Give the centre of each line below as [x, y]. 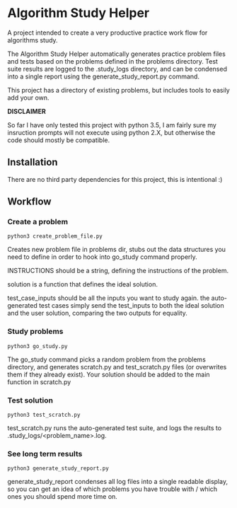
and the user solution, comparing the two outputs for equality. [97, 313]
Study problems [35, 332]
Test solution [30, 400]
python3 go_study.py [38, 346]
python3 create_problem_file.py [55, 236]
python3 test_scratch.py [44, 415]
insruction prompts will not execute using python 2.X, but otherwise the [111, 132]
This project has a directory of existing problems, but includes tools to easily [118, 90]
